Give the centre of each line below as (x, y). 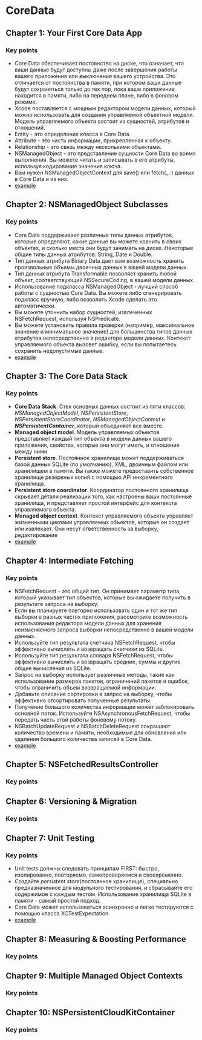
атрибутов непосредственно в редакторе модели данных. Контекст (103, 338)
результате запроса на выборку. (57, 604)
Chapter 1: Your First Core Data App (74, 33)
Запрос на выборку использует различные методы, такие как (94, 674)
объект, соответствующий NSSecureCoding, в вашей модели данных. (104, 280)
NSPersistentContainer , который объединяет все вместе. (89, 426)
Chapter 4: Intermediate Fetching (70, 561)
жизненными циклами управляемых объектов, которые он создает (102, 522)
